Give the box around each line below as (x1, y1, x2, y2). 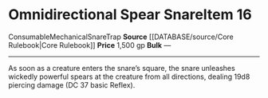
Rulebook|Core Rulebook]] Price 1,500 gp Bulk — (8, 40, 171, 49)
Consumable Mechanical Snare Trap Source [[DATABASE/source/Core (8, 32, 234, 41)
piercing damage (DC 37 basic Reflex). (8, 80, 136, 89)
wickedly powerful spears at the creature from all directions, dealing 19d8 (8, 72, 250, 81)
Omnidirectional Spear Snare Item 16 (8, 6, 253, 24)
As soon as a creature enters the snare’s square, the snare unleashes (8, 63, 235, 73)
